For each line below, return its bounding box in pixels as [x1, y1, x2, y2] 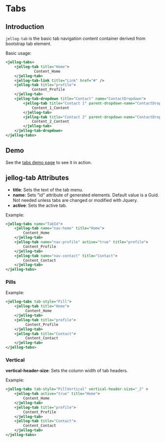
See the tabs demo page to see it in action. [5, 159, 92, 165]
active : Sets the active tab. [12, 202, 68, 208]
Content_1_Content [31, 105, 70, 110]
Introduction [5, 23, 45, 31]
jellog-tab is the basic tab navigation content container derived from [5, 35, 146, 41]
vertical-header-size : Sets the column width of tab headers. [5, 368, 128, 374]
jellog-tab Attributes [5, 174, 69, 182]
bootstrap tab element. [5, 41, 52, 47]
